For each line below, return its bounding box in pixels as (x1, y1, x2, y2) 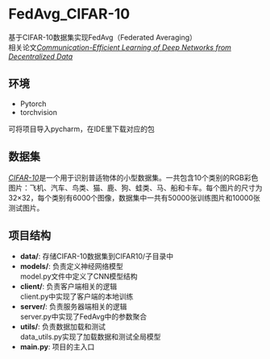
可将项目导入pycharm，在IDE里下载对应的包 (8, 124, 156, 134)
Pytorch (19, 98, 47, 109)
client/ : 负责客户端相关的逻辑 (19, 282, 118, 291)
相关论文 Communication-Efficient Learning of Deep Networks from (8, 42, 232, 52)
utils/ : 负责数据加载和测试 (19, 322, 106, 332)
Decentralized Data (8, 52, 73, 61)
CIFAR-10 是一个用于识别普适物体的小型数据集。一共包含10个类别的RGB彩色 (8, 172, 259, 182)
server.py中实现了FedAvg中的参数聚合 (19, 312, 147, 322)
